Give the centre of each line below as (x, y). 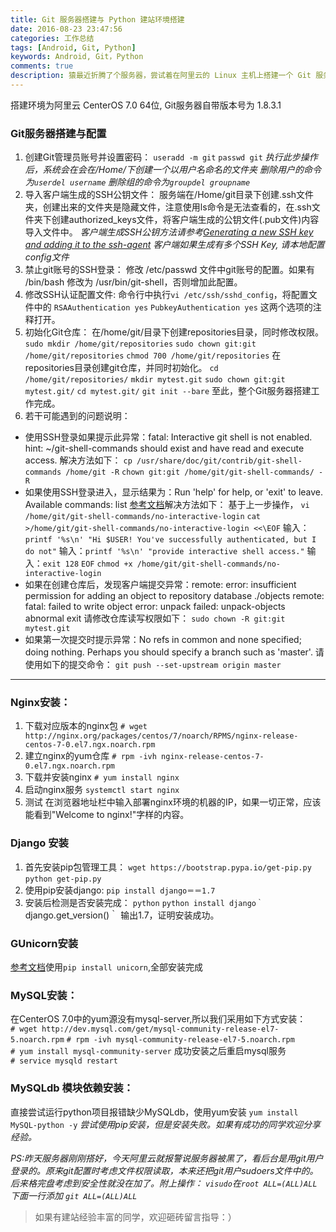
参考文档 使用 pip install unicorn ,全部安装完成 (107, 967)
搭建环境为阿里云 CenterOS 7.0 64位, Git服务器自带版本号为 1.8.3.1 (146, 105)
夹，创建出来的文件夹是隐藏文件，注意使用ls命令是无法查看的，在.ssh (168, 207)
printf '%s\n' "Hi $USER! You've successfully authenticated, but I (170, 540)
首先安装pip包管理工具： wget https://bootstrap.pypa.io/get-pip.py (168, 867)
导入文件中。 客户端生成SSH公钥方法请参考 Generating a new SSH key (169, 232)
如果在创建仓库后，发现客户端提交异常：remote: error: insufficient (160, 585)
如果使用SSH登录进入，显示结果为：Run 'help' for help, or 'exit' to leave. (174, 492)
